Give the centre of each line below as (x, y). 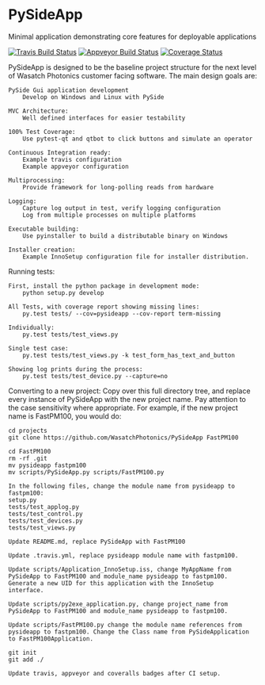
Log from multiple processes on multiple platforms (109, 215)
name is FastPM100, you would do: (65, 416)
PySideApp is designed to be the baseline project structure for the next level (132, 67)
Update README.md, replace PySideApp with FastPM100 (97, 541)
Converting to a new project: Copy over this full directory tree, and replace (129, 391)
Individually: (32, 327)
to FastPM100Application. (51, 639)
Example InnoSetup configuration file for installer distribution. (136, 256)
